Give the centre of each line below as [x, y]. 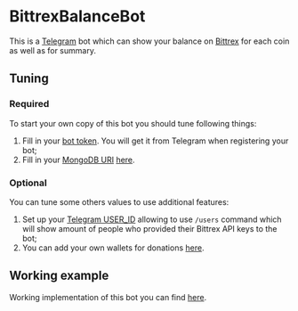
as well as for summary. [52, 50]
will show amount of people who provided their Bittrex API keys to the [149, 228]
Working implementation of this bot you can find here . [108, 297]
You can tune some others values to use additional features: [119, 201]
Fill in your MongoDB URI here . [78, 160]
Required [29, 104]
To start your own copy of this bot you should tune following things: [133, 123]
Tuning [29, 79]
